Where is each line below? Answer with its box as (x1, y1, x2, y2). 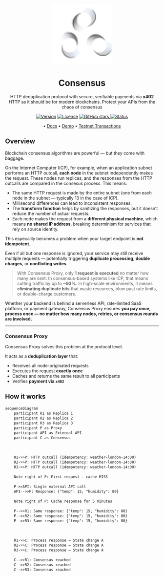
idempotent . (5, 241, 31, 247)
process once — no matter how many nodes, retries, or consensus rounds (5, 311, 158, 317)
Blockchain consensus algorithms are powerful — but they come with (5, 150, 145, 156)
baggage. (5, 155, 24, 161)
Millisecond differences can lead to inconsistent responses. (12, 200, 132, 206)
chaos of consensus (61, 104, 102, 110)
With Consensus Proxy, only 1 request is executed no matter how (17, 270, 149, 276)
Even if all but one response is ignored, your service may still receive (5, 250, 143, 256)
